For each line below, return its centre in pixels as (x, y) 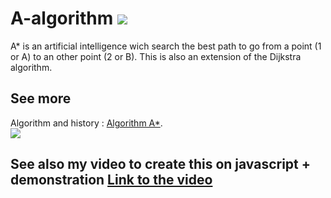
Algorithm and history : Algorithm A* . (86, 123)
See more (41, 98)
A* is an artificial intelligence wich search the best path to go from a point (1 (166, 46)
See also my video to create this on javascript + (161, 164)
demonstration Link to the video (111, 180)
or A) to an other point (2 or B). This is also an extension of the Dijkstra (156, 56)
